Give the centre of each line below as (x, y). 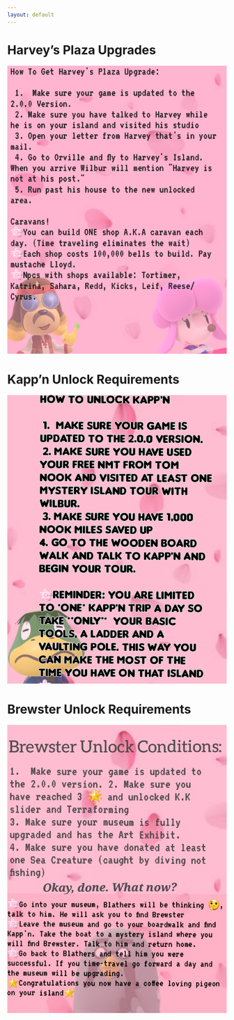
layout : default (31, 15)
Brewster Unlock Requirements (99, 709)
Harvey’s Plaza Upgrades (82, 50)
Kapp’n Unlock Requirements (93, 380)
